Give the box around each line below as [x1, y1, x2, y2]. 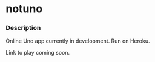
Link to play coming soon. [5, 49, 70, 57]
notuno [5, 2, 43, 16]
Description [5, 24, 41, 32]
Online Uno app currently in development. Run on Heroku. [5, 37, 150, 44]
